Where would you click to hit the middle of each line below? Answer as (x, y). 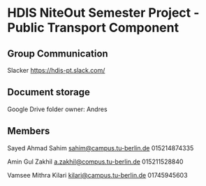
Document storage (49, 92)
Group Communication (58, 53)
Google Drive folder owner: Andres (57, 109)
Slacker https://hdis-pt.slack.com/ (56, 70)
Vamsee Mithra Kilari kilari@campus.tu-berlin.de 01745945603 (97, 175)
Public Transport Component (93, 28)
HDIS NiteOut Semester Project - (103, 13)
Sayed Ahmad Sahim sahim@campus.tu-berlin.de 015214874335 (101, 148)
